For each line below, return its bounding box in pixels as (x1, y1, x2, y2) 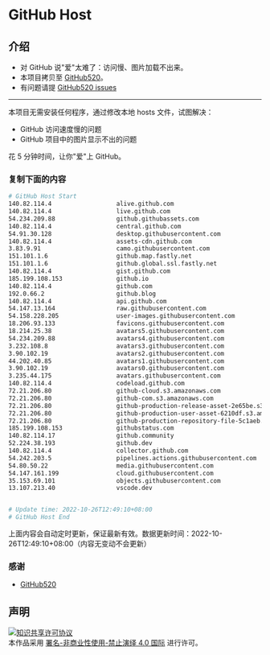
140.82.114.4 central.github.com (8, 222, 182, 230)
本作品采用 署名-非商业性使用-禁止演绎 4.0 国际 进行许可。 (8, 638, 202, 648)
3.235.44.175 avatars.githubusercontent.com (8, 372, 221, 380)
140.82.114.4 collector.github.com (8, 447, 189, 455)
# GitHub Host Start (8, 192, 78, 200)
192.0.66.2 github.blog (8, 290, 157, 298)
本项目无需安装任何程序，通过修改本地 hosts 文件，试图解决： (8, 107, 214, 117)
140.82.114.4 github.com (8, 282, 153, 290)
